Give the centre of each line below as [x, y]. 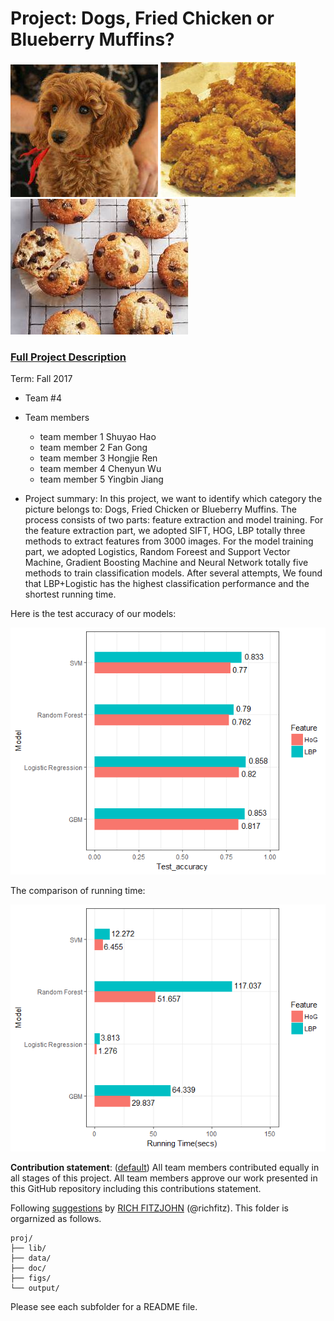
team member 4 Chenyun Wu [100, 469]
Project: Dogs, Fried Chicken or [142, 18]
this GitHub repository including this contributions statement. [136, 1188]
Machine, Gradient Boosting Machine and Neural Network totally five [166, 563]
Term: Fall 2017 [41, 379]
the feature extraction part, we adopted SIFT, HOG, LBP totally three [165, 531]
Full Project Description [68, 357]
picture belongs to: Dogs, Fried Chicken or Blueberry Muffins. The [161, 509]
